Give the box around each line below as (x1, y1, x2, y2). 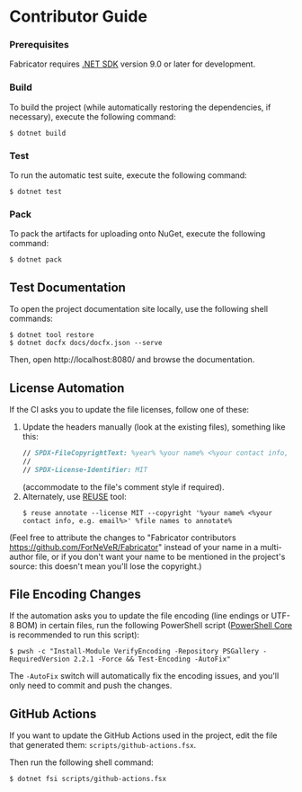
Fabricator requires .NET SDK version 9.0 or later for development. (9, 58, 256, 69)
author (9, 551, 34, 562)
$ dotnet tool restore (9, 331, 94, 340)
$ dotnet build (9, 129, 67, 138)
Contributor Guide (9, 6, 148, 27)
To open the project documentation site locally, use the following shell (9, 304, 268, 315)
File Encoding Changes (9, 587, 141, 602)
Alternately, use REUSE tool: (22, 491, 128, 502)
